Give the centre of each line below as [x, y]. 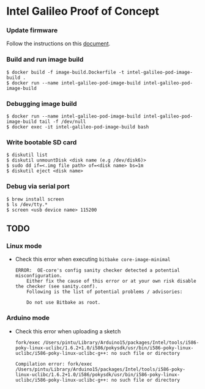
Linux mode [24, 246]
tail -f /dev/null [62, 122]
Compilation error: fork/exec [54, 364]
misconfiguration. [39, 276]
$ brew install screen [35, 199]
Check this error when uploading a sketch [68, 331]
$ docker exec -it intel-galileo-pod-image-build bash [78, 127]
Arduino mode [28, 318]
